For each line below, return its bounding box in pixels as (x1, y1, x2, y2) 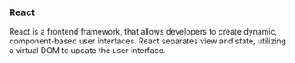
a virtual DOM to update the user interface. (9, 45, 166, 56)
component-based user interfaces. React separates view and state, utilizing (9, 35, 287, 46)
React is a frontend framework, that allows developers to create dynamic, (9, 27, 278, 37)
